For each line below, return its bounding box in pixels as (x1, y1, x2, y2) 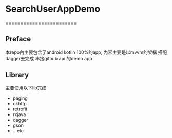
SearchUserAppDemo (5, 3, 101, 15)
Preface (5, 35, 31, 43)
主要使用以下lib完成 (5, 85, 47, 91)
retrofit (12, 106, 28, 112)
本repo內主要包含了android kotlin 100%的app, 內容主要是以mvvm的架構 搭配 (5, 49, 167, 55)
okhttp (12, 100, 27, 106)
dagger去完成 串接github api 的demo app (5, 55, 92, 61)
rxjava (12, 111, 26, 118)
